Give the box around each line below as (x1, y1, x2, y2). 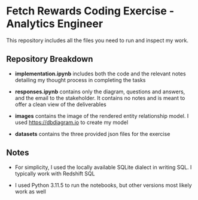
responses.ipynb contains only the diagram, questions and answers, (14, 88, 185, 95)
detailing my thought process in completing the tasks (14, 76, 146, 83)
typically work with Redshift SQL (14, 169, 95, 177)
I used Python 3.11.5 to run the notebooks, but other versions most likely (14, 181, 193, 189)
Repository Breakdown (6, 54, 93, 64)
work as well (14, 187, 46, 195)
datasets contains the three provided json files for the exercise (14, 130, 170, 137)
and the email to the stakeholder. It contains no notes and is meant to (14, 94, 185, 101)
